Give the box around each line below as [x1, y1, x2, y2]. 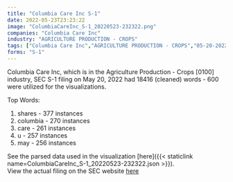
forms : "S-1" [7, 49, 45, 56]
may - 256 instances [17, 138, 76, 147]
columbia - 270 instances [17, 116, 90, 125]
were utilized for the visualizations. [7, 82, 107, 91]
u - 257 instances [17, 131, 68, 139]
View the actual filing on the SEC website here [7, 167, 139, 175]
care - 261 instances [17, 124, 76, 132]
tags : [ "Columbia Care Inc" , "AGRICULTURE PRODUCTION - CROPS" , [7, 42, 194, 49]
